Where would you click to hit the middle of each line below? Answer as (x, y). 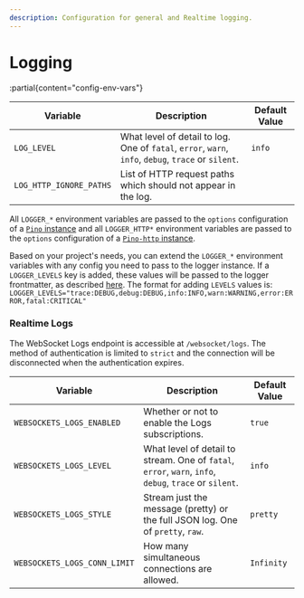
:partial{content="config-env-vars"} (76, 88)
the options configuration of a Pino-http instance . (103, 238)
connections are (178, 568)
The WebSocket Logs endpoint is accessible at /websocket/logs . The (138, 343)
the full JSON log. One (190, 519)
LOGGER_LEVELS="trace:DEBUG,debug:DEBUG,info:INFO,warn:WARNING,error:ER (152, 293)
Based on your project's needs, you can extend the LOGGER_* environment (146, 255)
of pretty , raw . (174, 531)
